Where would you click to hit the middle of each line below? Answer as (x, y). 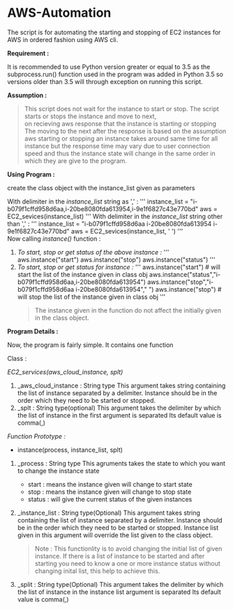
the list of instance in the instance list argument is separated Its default (119, 592)
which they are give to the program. (76, 161)
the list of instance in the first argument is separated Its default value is (119, 415)
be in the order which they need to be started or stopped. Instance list (118, 527)
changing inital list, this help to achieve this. (97, 571)
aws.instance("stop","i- (181, 282)
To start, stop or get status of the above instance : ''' (93, 252)
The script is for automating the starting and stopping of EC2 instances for (114, 32)
